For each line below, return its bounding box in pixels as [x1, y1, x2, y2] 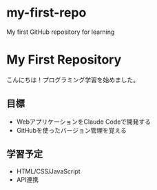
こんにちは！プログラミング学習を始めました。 [6, 75, 139, 84]
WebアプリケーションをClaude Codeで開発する [16, 117, 151, 126]
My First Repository [6, 52, 122, 68]
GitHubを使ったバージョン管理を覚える [16, 126, 127, 134]
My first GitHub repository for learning [6, 28, 115, 36]
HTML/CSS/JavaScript [16, 167, 81, 175]
